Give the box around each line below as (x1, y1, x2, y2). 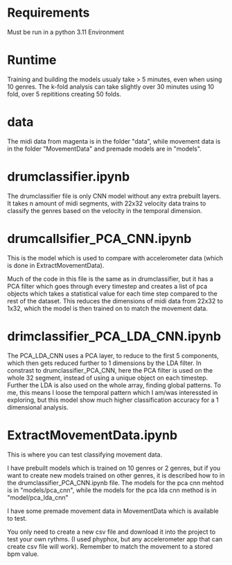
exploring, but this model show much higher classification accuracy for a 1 (7, 396, 220, 404)
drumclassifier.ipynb (7, 169, 130, 185)
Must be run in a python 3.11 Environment (7, 28, 125, 36)
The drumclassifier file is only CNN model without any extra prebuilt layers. (7, 192, 222, 200)
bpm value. (7, 550, 39, 558)
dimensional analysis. (7, 403, 69, 411)
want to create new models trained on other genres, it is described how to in (7, 471, 225, 480)
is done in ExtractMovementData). (7, 261, 105, 269)
